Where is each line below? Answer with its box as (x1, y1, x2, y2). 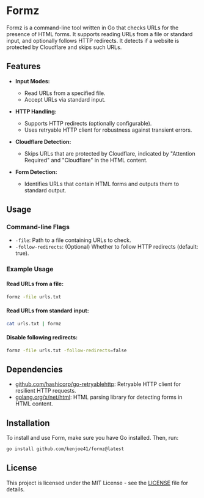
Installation (6, 418, 50, 428)
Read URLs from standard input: (6, 307, 90, 314)
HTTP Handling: (15, 108, 57, 115)
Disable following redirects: (6, 334, 78, 341)
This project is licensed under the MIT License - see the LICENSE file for (6, 479, 188, 486)
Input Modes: (15, 77, 50, 85)
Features (6, 61, 41, 72)
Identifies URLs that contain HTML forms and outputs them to (24, 180, 179, 187)
